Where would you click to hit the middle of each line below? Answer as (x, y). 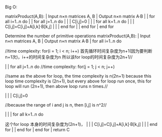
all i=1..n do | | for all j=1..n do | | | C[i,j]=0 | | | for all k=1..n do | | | (70, 21)
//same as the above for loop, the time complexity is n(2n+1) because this (78, 76)
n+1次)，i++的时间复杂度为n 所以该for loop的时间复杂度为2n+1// (69, 57)
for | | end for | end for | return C (37, 130)
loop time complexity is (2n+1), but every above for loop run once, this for (78, 81)
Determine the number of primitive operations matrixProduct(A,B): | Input (78, 36)
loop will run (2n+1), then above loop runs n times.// (56, 86)
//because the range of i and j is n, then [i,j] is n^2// (56, 105)
